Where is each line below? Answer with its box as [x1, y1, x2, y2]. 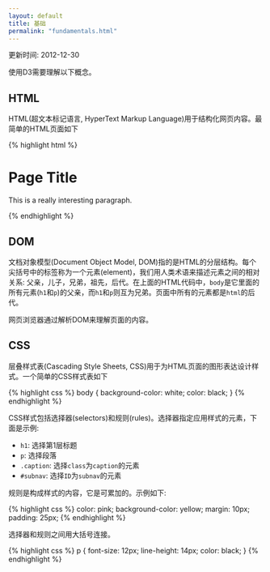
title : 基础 [8, 19, 46, 28]
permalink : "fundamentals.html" [8, 27, 117, 35]
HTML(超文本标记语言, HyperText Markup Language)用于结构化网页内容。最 [8, 114, 263, 124]
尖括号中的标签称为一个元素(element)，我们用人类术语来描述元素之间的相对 [8, 267, 260, 276]
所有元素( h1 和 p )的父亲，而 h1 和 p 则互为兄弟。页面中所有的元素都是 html [8, 287, 241, 297]
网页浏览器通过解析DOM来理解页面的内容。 [8, 314, 154, 324]
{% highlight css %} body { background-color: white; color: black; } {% [8, 387, 245, 397]
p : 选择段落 [19, 450, 57, 460]
